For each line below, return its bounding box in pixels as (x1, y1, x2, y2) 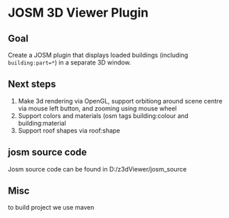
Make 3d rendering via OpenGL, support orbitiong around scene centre (17, 97, 223, 105)
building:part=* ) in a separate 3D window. (8, 58, 132, 67)
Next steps (8, 78, 56, 90)
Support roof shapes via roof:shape (17, 126, 120, 135)
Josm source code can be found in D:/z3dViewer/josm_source (8, 165, 187, 173)
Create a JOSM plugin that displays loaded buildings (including (8, 51, 189, 59)
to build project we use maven (8, 203, 95, 212)
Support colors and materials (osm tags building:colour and (17, 111, 189, 119)
